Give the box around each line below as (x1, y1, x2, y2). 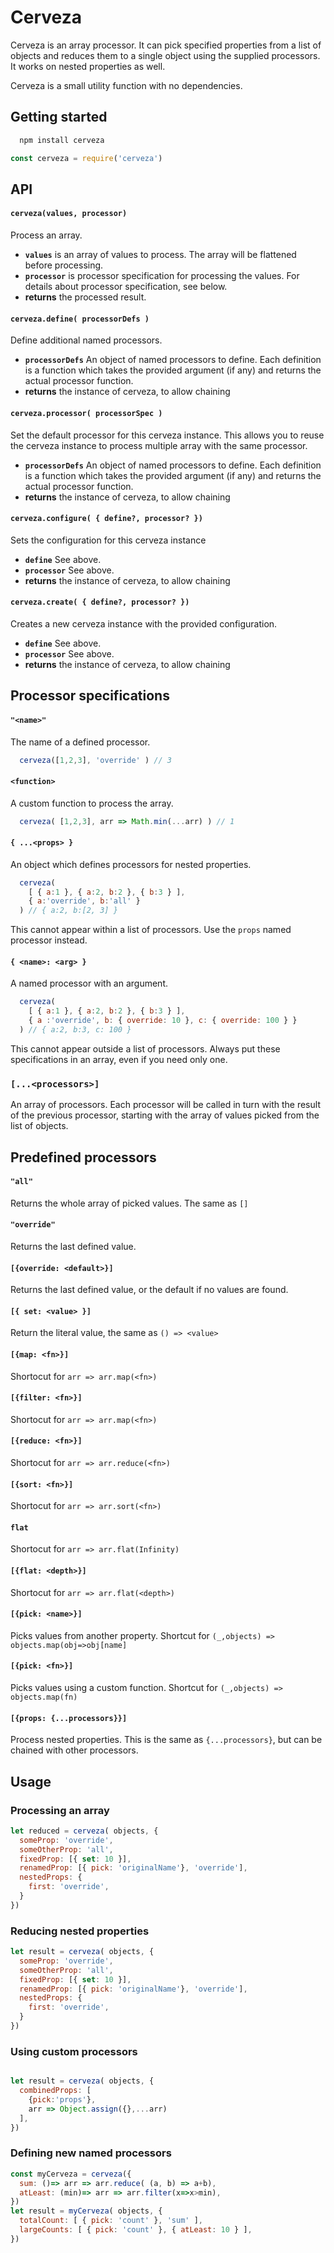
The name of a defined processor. (10, 736, 151, 748)
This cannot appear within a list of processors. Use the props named (10, 924, 292, 936)
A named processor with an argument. (10, 977, 168, 990)
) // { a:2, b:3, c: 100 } (19, 1024, 132, 1035)
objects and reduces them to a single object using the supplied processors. (10, 49, 321, 61)
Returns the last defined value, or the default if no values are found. (10, 1284, 289, 1296)
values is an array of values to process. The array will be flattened (24, 249, 297, 261)
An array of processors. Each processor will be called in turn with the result (10, 1099, 321, 1111)
